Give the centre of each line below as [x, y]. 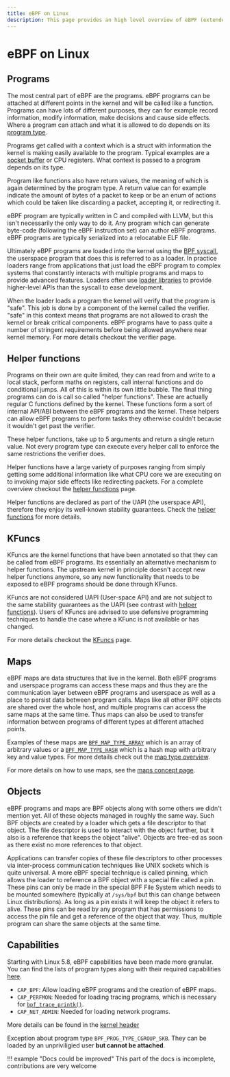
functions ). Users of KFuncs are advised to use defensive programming [108, 612]
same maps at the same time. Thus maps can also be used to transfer [105, 714]
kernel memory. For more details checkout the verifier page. [92, 337]
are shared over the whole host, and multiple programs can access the [107, 707]
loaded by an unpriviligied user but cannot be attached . [86, 1045]
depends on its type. [36, 167]
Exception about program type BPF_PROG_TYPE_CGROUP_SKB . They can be [107, 1038]
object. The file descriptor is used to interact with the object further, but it [111, 830]
